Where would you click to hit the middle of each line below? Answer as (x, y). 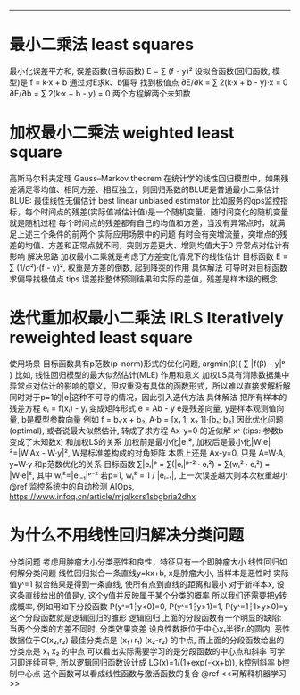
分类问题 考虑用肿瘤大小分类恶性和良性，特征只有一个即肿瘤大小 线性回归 (144, 561)
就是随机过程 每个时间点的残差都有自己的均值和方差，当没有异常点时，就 (143, 222)
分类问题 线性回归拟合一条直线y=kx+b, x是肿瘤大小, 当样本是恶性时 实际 (157, 573)
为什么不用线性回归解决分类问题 (127, 535)
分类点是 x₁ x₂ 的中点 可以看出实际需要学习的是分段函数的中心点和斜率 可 (143, 651)
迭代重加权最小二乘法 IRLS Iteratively (146, 318)
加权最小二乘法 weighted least (122, 133)
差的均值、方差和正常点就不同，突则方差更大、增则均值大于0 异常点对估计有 (150, 245)
